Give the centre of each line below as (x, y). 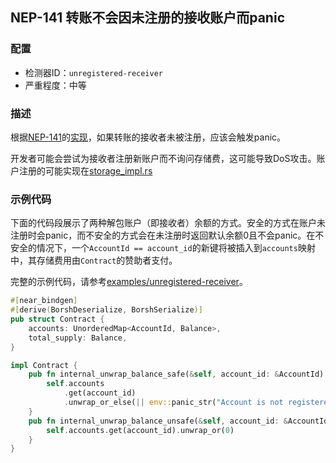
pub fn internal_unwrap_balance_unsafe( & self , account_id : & (158, 421)
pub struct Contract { (57, 319)
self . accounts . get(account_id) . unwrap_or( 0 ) (140, 430)
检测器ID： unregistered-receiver (94, 72)
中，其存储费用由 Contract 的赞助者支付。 (94, 260)
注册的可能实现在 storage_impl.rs (85, 170)
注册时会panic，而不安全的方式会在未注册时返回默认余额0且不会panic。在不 (167, 235)
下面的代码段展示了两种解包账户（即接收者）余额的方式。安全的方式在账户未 (168, 223)
